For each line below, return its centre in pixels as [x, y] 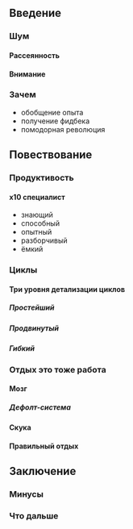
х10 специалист [37, 197]
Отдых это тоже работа [58, 369]
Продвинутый [34, 328]
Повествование [51, 155]
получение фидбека [55, 121]
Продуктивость [42, 178]
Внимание [27, 74]
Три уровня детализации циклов [67, 289]
